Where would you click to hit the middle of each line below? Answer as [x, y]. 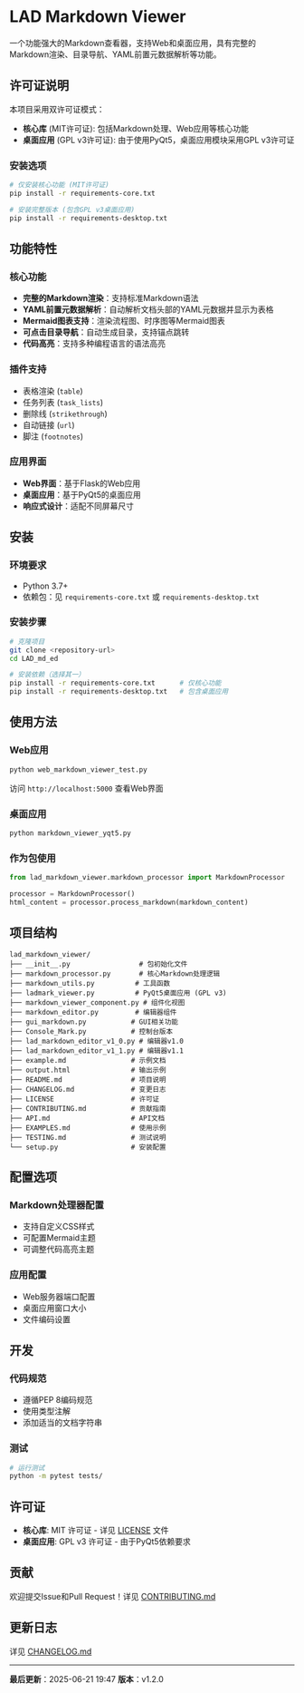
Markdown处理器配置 [57, 1205]
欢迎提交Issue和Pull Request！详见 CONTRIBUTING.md [113, 1596]
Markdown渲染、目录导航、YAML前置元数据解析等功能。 [115, 54]
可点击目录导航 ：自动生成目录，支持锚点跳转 [106, 332]
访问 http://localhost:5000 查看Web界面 [87, 788]
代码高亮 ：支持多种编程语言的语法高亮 [94, 344]
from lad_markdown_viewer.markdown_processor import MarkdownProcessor [147, 878]
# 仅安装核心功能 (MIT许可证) [60, 185]
